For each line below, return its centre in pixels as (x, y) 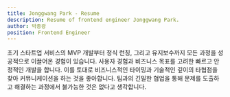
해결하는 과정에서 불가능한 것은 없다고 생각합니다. (80, 87)
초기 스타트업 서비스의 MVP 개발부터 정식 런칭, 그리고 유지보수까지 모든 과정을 (112, 53)
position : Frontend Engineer (49, 32)
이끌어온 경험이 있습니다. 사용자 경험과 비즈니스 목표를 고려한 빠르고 (122, 61)
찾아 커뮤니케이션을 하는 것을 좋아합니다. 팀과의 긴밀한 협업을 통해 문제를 (104, 79)
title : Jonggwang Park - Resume (53, 13)
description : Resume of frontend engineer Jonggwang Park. (93, 20)
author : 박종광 (27, 26)
